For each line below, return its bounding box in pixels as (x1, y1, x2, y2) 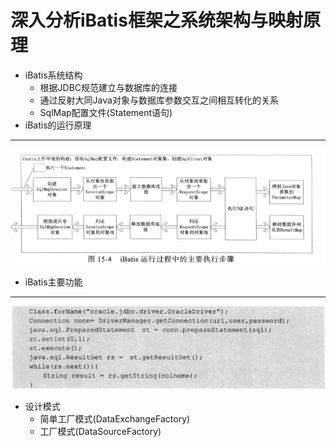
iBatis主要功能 (24, 276, 83, 288)
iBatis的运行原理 (24, 119, 92, 131)
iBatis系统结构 (24, 69, 83, 81)
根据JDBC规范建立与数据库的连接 (39, 81, 178, 93)
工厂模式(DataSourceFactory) (39, 426, 162, 438)
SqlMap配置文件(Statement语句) (39, 106, 173, 118)
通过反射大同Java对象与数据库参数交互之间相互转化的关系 (39, 94, 279, 106)
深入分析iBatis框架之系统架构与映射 (10, 9, 303, 32)
